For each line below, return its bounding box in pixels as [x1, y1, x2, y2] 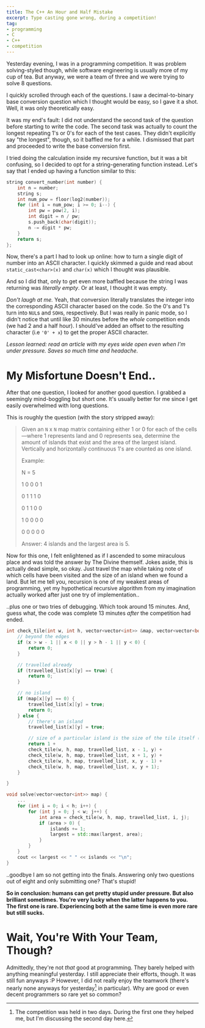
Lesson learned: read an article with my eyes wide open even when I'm [6, 341, 186, 348]
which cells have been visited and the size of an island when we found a [6, 571, 188, 579]
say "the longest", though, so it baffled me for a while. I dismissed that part [6, 135, 195, 143]
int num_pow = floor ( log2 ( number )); [17, 196, 111, 202]
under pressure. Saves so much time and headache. [6, 347, 138, 354]
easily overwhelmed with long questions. [6, 402, 109, 409]
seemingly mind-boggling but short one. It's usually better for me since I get [6, 395, 198, 403]
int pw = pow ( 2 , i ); [28, 208, 81, 214]
